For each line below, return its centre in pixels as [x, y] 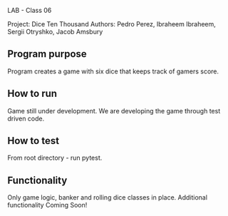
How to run [32, 94]
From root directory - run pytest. [55, 158]
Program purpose [47, 54]
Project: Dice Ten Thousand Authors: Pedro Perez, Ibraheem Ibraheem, [112, 24]
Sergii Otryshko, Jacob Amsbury [55, 32]
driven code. [26, 118]
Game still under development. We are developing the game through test [114, 110]
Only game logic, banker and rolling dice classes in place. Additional [108, 197]
